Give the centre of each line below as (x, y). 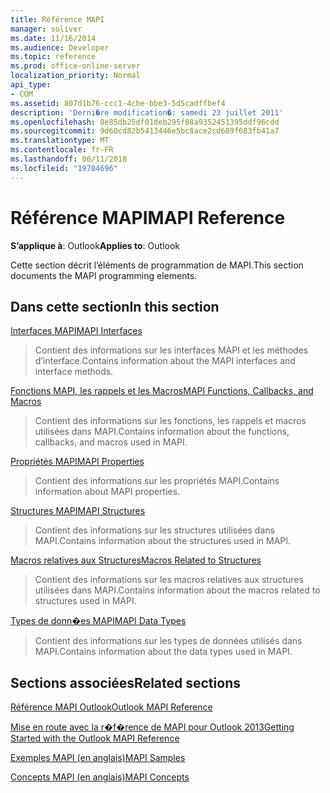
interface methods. (74, 372)
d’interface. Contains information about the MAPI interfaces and (165, 361)
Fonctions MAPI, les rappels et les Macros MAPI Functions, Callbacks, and (162, 391)
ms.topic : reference (53, 57)
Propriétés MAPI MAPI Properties (77, 462)
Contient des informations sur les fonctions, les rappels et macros (170, 421)
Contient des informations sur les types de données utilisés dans (168, 641)
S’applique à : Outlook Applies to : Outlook (95, 245)
